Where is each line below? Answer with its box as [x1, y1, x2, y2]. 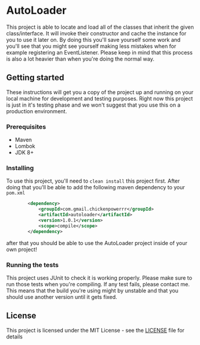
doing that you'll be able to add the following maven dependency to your [6, 184, 186, 191]
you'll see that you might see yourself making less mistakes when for [6, 43, 177, 50]
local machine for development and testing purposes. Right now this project [6, 95, 193, 102]
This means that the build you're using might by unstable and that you [6, 287, 178, 294]
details [6, 333, 23, 340]
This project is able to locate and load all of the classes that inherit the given [6, 23, 194, 31]
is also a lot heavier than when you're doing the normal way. [6, 55, 154, 62]
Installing [6, 164, 34, 172]
